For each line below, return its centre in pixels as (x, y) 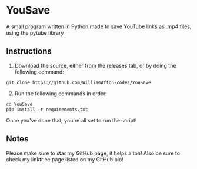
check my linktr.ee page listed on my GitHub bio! (65, 159)
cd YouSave (19, 104)
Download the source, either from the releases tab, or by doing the (95, 65)
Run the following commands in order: (61, 93)
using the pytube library (35, 32)
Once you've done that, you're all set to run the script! (71, 120)
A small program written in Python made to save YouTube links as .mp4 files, (99, 26)
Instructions (29, 52)
